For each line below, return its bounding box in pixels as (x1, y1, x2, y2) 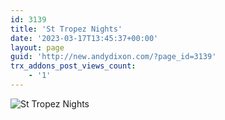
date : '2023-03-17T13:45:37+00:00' (10, 33, 159, 43)
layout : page (10, 42, 65, 53)
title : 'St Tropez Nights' (10, 24, 123, 34)
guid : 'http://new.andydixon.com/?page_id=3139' (10, 52, 217, 62)
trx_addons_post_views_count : (10, 61, 137, 71)
